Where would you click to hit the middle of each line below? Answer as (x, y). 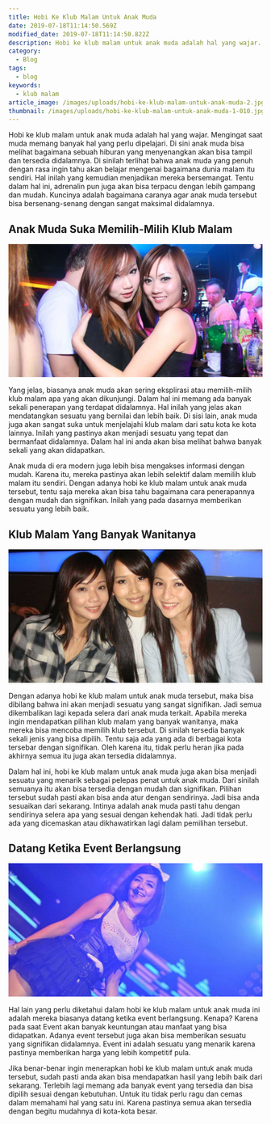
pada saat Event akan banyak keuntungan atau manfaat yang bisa (118, 1026)
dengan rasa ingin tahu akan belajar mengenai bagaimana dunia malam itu (132, 169)
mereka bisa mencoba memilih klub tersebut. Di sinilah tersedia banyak (127, 730)
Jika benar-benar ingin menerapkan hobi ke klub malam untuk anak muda (131, 1068)
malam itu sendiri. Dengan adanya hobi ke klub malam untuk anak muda (128, 483)
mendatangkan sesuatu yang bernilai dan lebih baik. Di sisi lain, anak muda (133, 416)
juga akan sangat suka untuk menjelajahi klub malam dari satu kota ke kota (132, 425)
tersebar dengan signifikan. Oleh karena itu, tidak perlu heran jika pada (126, 747)
